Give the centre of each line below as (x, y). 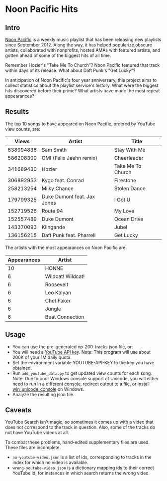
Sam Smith (54, 150)
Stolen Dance (130, 188)
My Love (124, 211)
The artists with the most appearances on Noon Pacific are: (66, 247)
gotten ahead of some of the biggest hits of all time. (58, 55)
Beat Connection (65, 317)
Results (17, 112)
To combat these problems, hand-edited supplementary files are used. (78, 442)
